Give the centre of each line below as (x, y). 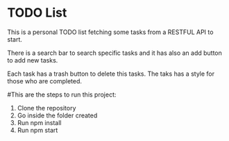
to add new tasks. (33, 60)
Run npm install (39, 122)
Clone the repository (46, 108)
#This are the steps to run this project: (62, 94)
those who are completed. (44, 81)
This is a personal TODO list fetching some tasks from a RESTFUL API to (110, 32)
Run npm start (37, 130)
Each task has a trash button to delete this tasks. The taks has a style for (111, 74)
